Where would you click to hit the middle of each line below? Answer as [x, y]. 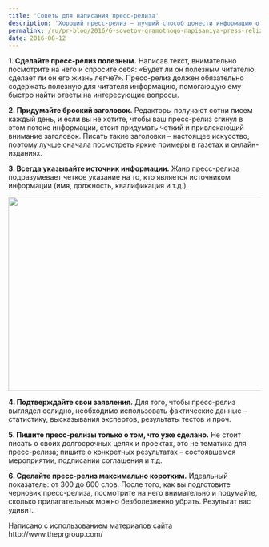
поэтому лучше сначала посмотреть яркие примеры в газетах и [119, 144]
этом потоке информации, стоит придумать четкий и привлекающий [126, 128]
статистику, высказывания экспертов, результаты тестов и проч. [120, 419]
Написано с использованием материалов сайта [90, 525]
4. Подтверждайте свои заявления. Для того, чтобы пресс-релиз [122, 403]
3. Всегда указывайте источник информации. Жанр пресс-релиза [124, 168]
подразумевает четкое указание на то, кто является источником [119, 177]
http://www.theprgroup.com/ [56, 534]
